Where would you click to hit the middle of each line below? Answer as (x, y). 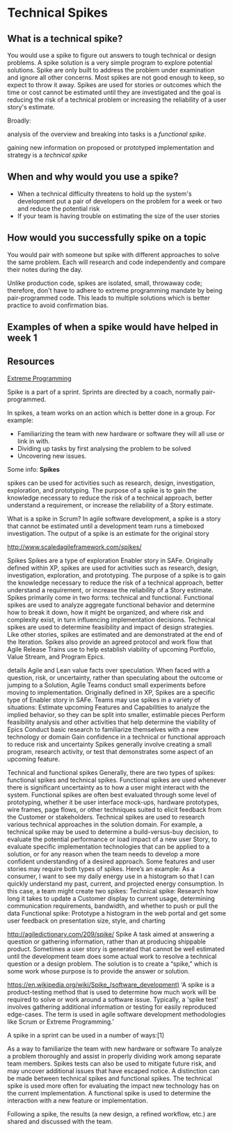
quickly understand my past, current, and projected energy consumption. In (115, 884)
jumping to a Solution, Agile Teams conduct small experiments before (107, 685)
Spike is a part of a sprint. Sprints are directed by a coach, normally (104, 392)
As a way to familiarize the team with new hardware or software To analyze (115, 1048)
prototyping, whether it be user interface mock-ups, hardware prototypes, (113, 802)
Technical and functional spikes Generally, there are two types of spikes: (111, 772)
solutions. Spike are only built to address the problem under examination (111, 70)
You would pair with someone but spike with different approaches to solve (113, 254)
